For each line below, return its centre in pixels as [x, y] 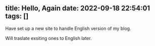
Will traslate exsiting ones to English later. [49, 38]
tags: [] [17, 16]
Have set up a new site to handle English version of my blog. [68, 28]
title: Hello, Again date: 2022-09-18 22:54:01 [78, 8]
